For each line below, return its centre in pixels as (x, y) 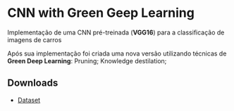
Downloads (33, 83)
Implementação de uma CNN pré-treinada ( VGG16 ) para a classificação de (116, 32)
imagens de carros (35, 39)
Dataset (29, 100)
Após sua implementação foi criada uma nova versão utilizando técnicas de (117, 53)
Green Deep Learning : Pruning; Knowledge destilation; (87, 60)
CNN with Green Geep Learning (101, 13)
